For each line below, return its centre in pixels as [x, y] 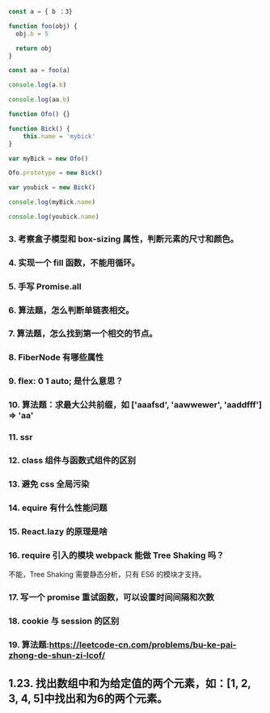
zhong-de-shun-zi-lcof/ [57, 655]
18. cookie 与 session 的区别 [64, 621]
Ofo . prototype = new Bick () [56, 173]
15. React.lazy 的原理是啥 [58, 531]
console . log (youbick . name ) [54, 217]
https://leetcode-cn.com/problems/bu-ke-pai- [143, 644]
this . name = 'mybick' [59, 136]
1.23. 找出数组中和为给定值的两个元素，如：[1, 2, [130, 683]
